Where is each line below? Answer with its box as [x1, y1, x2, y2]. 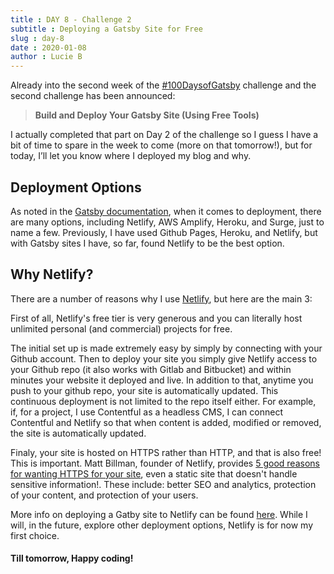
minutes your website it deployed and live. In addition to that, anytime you [10, 374, 314, 386]
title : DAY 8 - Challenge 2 [10, 14, 132, 25]
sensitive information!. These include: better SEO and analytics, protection [10, 478, 317, 490]
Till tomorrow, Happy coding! [10, 552, 134, 565]
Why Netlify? [10, 266, 94, 283]
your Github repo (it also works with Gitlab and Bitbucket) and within [10, 363, 292, 375]
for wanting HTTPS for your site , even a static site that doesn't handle [10, 467, 298, 480]
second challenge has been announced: [10, 90, 176, 102]
